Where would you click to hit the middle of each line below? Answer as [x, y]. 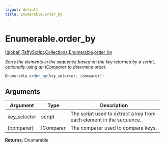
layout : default [22, 10]
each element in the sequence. [106, 120]
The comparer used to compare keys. [114, 128]
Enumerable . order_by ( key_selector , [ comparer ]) [55, 76]
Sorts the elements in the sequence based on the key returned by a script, [80, 62]
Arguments [23, 92]
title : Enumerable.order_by [34, 14]
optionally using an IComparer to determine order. [56, 67]
